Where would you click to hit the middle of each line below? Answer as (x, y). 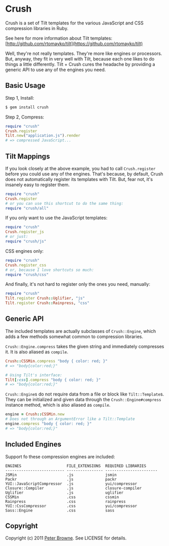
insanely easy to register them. (38, 185)
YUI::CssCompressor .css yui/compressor (71, 506)
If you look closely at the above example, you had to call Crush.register (80, 168)
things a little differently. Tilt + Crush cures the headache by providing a (80, 64)
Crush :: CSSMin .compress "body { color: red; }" (57, 361)
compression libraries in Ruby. (37, 28)
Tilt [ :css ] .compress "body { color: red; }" (53, 380)
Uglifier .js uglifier (64, 493)
